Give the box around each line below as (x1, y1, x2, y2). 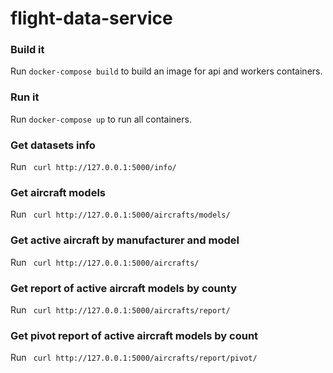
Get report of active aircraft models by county (10, 281, 238, 295)
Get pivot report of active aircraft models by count (10, 328, 259, 342)
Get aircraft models (10, 186, 106, 199)
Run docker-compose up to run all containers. (10, 113, 192, 125)
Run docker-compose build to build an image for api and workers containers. (10, 65, 323, 77)
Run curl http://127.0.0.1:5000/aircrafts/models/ (10, 208, 231, 221)
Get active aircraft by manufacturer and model (10, 233, 240, 247)
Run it (10, 90, 40, 104)
